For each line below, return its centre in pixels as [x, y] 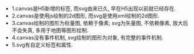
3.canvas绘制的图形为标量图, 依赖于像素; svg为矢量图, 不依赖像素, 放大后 [100, 23]
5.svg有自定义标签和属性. [42, 45]
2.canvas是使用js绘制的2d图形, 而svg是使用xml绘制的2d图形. [86, 16]
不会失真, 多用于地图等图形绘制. [50, 30]
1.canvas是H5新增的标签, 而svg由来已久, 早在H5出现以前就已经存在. [94, 8]
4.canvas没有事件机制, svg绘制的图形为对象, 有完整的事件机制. [87, 37]
